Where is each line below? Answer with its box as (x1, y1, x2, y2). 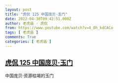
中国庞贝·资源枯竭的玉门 (5, 72, 54, 79)
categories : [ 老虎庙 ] (5, 39, 52, 44)
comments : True (5, 35, 36, 40)
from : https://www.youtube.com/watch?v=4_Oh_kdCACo (5, 26, 113, 30)
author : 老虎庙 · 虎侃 (5, 21, 48, 26)
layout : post (5, 7, 32, 12)
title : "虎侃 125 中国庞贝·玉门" (5, 12, 68, 17)
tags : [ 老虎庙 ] (5, 30, 38, 35)
